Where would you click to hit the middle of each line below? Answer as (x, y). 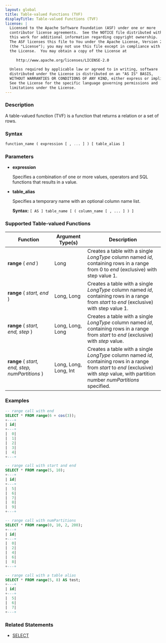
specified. (99, 386)
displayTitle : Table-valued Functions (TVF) (52, 19)
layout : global (21, 10)
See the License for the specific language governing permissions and (84, 83)
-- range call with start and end (41, 466)
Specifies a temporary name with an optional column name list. (76, 201)
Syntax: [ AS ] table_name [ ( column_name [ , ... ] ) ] (73, 211)
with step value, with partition (121, 374)
